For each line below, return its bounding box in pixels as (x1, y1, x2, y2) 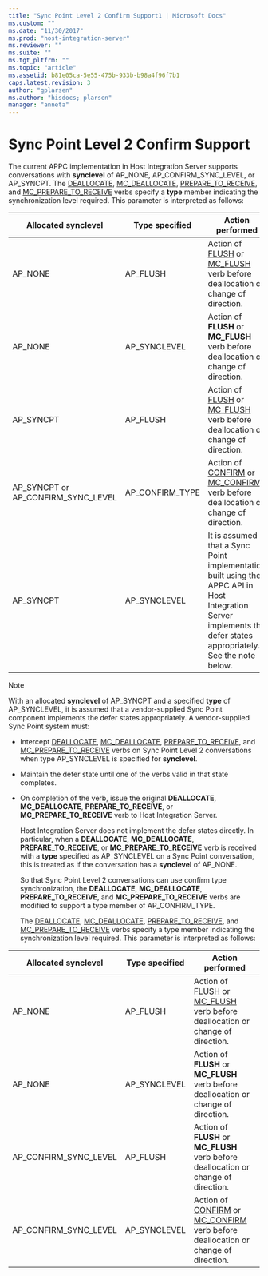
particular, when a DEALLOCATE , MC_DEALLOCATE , (19, 835, 195, 844)
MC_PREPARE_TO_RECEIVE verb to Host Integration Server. (19, 811, 218, 820)
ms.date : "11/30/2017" (8, 26, 84, 34)
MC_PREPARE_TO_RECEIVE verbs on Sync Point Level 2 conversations (19, 745, 252, 756)
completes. (19, 778, 57, 788)
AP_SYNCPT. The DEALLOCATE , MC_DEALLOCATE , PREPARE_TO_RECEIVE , (8, 179, 258, 189)
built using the (207, 570, 262, 581)
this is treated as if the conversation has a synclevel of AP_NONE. (19, 860, 238, 870)
